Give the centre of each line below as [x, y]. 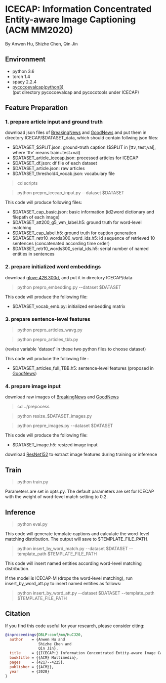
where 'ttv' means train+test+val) [46, 153]
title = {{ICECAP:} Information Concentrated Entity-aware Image [83, 653]
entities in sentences [33, 254]
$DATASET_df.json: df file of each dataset [55, 163]
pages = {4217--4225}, [37, 662]
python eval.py [32, 524]
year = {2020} [30, 671]
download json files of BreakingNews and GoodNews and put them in [76, 132]
